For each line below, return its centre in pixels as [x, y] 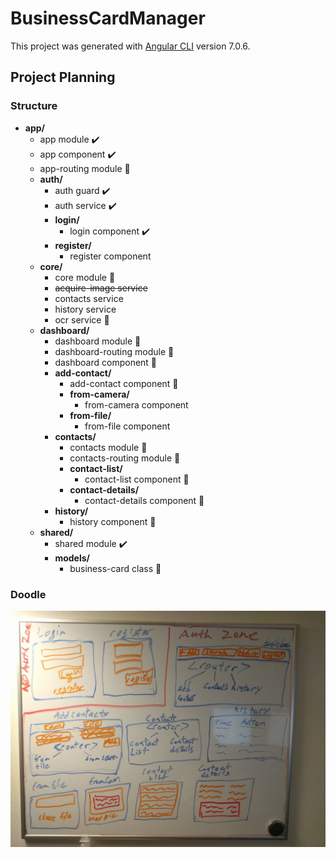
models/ [72, 558]
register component [110, 256]
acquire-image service [101, 288]
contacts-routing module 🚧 [125, 458]
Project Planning [63, 77]
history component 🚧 [113, 521]
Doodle [28, 594]
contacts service [89, 298]
